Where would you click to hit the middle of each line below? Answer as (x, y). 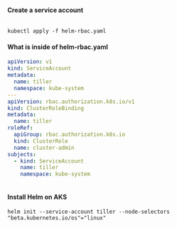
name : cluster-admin (44, 148)
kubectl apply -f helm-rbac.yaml (57, 31)
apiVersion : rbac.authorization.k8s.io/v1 (71, 102)
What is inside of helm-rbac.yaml (58, 47)
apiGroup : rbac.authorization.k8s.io (70, 135)
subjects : (22, 154)
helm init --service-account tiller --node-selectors (89, 212)
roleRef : (20, 128)
